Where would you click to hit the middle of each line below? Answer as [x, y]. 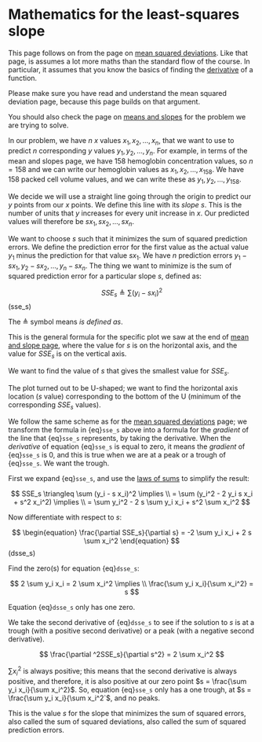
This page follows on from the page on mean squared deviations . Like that [128, 53]
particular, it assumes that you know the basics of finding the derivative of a [131, 69]
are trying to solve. [38, 125]
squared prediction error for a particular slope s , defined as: [105, 276]
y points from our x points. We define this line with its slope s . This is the [125, 205]
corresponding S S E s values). [55, 405]
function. [23, 78]
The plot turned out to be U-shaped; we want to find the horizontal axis [123, 388]
